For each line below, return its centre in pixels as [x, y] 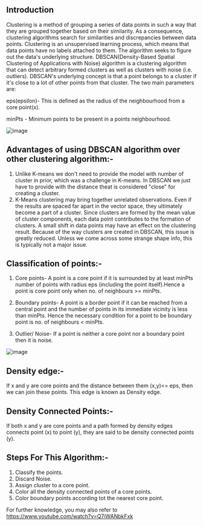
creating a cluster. [37, 193]
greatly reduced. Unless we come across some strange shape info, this [104, 238]
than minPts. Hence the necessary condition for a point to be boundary [103, 316]
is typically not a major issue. [51, 244]
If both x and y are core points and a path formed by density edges [90, 426]
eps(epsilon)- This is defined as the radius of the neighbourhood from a [96, 101]
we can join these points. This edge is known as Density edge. [84, 392]
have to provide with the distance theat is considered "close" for [95, 187]
